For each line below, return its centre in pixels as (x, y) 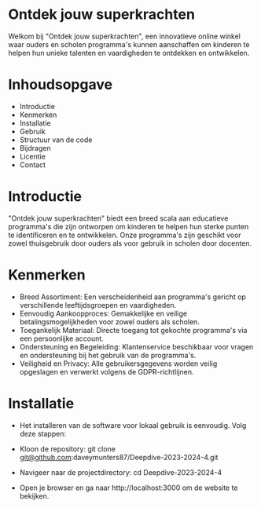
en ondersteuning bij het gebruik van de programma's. (108, 355)
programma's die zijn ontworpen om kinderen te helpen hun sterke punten (129, 226)
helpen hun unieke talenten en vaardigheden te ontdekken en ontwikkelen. (129, 53)
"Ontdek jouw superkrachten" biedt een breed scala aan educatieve (118, 218)
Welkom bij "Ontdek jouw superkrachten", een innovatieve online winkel (125, 36)
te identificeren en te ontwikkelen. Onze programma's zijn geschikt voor (125, 235)
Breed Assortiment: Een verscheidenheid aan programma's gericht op (132, 297)
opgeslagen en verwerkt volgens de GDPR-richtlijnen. (107, 371)
